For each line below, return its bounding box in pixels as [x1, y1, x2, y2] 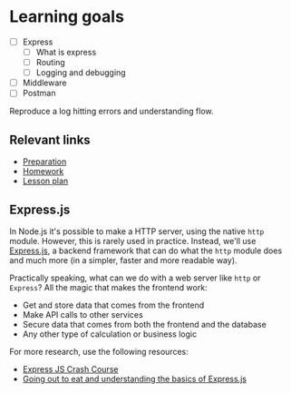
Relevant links [9, 132, 91, 147]
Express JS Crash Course [22, 363, 119, 374]
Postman [22, 88, 56, 99]
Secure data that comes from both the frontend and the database [22, 319, 267, 329]
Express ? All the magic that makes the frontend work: [9, 281, 208, 292]
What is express [35, 47, 97, 57]
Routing [35, 57, 65, 68]
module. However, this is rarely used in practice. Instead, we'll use [9, 235, 257, 246]
